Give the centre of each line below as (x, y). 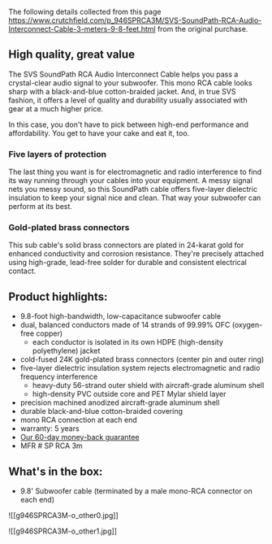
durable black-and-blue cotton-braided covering (101, 411)
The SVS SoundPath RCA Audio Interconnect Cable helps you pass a (123, 74)
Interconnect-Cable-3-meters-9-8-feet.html (82, 29)
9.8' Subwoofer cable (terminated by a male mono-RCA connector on (136, 491)
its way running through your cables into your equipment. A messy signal (131, 181)
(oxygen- (247, 325)
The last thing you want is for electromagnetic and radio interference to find (135, 172)
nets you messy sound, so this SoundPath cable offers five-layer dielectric (133, 189)
